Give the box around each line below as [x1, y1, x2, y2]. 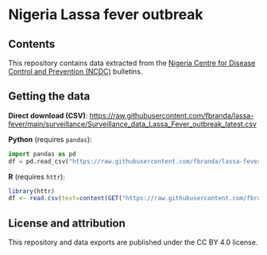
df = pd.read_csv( [8, 157, 69, 165]
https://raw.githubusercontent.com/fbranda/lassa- [89, 110, 254, 120]
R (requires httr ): [8, 172, 65, 181]
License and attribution [8, 216, 126, 230]
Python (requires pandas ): [8, 134, 93, 144]
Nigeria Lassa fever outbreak [8, 6, 204, 24]
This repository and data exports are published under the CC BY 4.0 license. [8, 238, 258, 247]
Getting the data [8, 90, 91, 103]
